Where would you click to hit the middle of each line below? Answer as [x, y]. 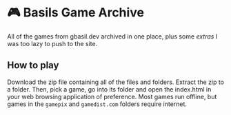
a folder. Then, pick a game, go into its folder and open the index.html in [109, 89]
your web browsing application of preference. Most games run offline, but [112, 96]
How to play [33, 65]
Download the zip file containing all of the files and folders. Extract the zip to [115, 82]
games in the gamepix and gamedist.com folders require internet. [97, 104]
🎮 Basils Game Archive [76, 13]
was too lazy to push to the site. [52, 43]
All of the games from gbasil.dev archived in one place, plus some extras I [112, 36]
